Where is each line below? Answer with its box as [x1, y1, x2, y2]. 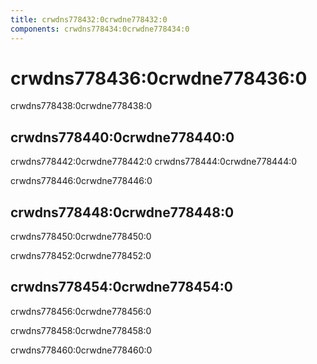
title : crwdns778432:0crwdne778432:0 [10, 14, 168, 25]
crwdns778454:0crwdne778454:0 [10, 279, 233, 296]
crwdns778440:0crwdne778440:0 [10, 129, 235, 146]
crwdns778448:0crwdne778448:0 [10, 204, 235, 221]
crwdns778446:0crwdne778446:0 [10, 175, 153, 187]
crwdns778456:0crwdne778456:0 [10, 305, 152, 317]
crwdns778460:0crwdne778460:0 [10, 344, 153, 356]
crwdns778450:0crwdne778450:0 [10, 231, 152, 243]
